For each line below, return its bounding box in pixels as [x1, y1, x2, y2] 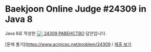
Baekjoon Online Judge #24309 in [5, 3, 147, 15]
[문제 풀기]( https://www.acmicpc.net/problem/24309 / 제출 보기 [5, 41, 132, 47]
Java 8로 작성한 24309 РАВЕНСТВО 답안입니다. [5, 30, 107, 36]
